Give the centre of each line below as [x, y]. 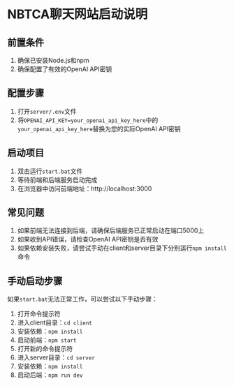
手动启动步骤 [35, 281]
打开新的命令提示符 [45, 349]
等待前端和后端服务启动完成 [57, 179]
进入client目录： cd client [55, 322]
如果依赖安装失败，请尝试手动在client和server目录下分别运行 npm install [122, 248]
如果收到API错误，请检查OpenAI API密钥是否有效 [88, 239]
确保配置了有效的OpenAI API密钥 [65, 69]
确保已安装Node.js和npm [53, 60]
